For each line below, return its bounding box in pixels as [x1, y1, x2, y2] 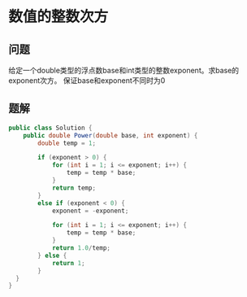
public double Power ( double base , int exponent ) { [23, 131, 198, 139]
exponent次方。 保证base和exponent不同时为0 [8, 76, 166, 85]
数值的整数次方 [8, 7, 109, 26]
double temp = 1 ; [37, 139, 96, 147]
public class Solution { [8, 124, 93, 132]
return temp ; [51, 184, 96, 192]
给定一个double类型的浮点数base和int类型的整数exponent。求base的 [8, 66, 240, 75]
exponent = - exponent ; [51, 207, 129, 215]
